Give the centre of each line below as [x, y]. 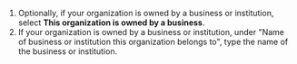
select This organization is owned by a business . [111, 23]
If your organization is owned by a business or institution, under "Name [151, 32]
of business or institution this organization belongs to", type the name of [153, 41]
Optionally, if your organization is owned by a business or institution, [146, 13]
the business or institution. [68, 51]
